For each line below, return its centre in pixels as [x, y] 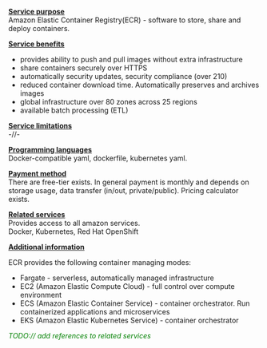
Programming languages [50, 150]
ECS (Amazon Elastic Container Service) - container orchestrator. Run [135, 303]
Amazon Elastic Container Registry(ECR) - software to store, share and [125, 20]
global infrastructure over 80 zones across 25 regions [108, 102]
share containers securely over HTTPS [84, 68]
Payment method [37, 174]
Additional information [47, 247]
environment [41, 295]
